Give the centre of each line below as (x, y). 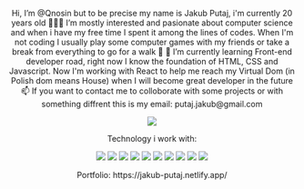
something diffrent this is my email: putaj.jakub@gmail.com (152, 104)
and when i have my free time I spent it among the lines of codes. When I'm (152, 32)
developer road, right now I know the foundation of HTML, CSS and (152, 61)
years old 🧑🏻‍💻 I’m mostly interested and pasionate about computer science (152, 23)
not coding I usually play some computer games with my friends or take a (152, 42)
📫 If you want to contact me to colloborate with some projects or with (152, 91)
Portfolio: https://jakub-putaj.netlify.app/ (152, 175)
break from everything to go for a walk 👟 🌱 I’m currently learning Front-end (152, 52)
